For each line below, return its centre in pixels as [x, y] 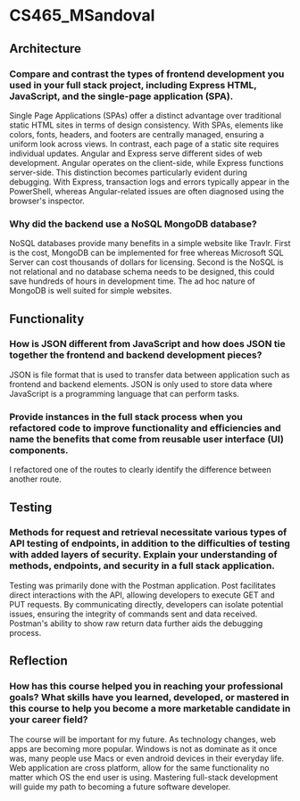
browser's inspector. [47, 201]
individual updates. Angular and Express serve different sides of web [136, 153]
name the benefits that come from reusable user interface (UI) [146, 439]
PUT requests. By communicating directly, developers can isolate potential [146, 604]
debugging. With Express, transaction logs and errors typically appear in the [150, 182]
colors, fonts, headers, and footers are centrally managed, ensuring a [137, 134]
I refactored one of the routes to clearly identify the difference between [140, 470]
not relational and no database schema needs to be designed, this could [142, 272]
